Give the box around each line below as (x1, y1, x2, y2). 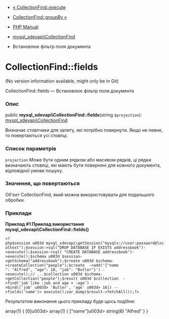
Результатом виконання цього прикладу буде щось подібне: (5, 298, 136, 304)
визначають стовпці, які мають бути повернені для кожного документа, (5, 162, 161, 168)
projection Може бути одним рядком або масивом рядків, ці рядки (5, 156, 151, 163)
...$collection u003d (37, 272, 82, 277)
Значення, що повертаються (5, 180, 80, 187)
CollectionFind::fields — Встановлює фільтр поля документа (5, 88, 134, 94)
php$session (5, 241, 30, 246)
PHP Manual (12, 24, 39, 30)
